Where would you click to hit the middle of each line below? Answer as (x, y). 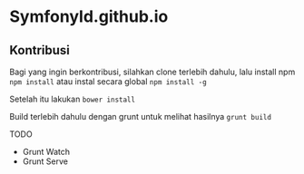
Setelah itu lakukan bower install (73, 99)
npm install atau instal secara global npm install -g (108, 82)
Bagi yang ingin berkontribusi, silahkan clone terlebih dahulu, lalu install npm (152, 72)
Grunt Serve (45, 161)
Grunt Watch (46, 152)
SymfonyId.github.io (89, 17)
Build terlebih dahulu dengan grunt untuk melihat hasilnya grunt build (141, 116)
